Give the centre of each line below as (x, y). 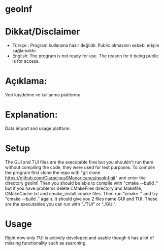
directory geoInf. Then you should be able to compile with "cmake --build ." (82, 183)
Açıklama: (26, 81)
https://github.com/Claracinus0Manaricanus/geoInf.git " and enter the (76, 178)
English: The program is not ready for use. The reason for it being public (85, 56)
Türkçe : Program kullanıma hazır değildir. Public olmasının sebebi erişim (86, 45)
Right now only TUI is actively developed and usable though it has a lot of (80, 238)
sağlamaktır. (25, 51)
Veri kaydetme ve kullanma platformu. (44, 95)
